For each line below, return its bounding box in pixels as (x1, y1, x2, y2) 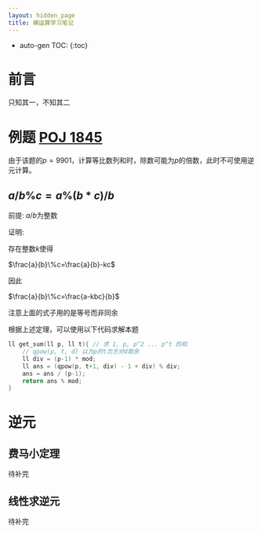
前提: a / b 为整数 (8, 211, 58, 220)
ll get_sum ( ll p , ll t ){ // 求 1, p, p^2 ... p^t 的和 (8, 340, 188, 348)
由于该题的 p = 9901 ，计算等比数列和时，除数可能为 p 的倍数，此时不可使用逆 (8, 156, 255, 165)
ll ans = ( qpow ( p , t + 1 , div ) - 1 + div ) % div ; (22, 362, 181, 370)
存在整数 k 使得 (8, 244, 53, 254)
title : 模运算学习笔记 (8, 19, 75, 27)
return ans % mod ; (22, 377, 82, 385)
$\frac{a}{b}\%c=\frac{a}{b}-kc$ (8, 260, 115, 270)
